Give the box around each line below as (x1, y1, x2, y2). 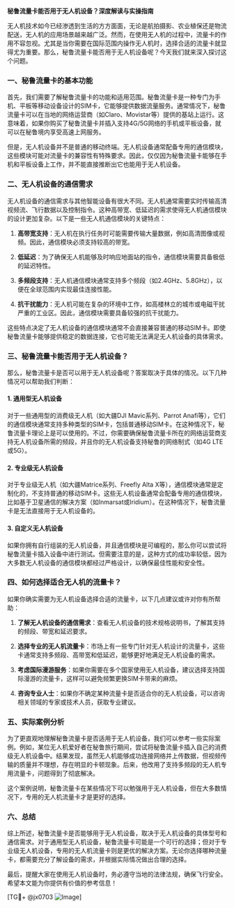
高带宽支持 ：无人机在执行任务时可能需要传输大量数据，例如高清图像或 (17, 229, 219, 237)
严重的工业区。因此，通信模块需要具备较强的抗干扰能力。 (17, 308, 182, 317)
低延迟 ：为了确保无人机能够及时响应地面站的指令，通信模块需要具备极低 (17, 252, 225, 261)
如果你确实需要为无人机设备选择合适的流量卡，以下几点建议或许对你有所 (7, 594, 214, 603)
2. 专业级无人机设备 (7, 463, 64, 472)
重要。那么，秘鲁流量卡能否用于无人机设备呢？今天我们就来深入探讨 (25, 48, 221, 56)
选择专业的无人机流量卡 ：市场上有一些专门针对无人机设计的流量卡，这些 (17, 642, 225, 650)
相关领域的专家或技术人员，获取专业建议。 (17, 698, 140, 706)
